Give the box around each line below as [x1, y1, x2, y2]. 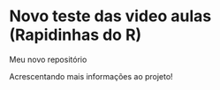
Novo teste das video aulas [9, 6, 212, 26]
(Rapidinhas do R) [9, 25, 142, 45]
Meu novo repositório [9, 54, 87, 64]
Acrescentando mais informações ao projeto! [9, 71, 174, 81]
